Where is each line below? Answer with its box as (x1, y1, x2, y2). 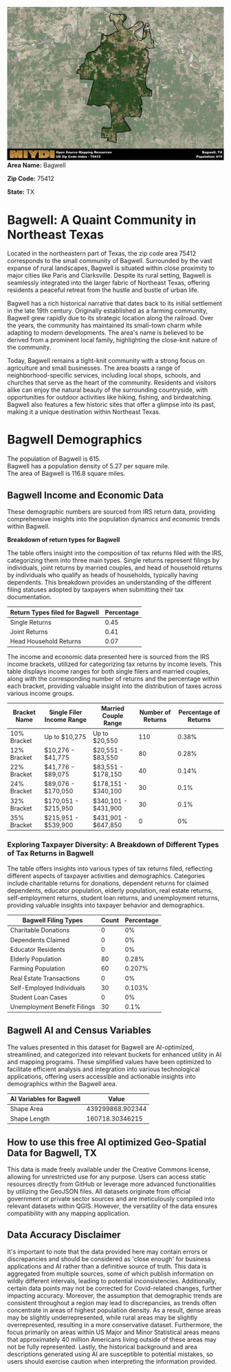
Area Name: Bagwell (7, 161, 67, 169)
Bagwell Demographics (7, 432, 142, 448)
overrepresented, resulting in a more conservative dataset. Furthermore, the (7, 1320, 223, 1329)
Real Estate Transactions (10, 974, 80, 982)
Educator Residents (10, 945, 65, 953)
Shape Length (10, 1114, 50, 1123)
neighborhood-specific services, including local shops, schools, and (7, 371, 201, 380)
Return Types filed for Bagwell (10, 608, 100, 616)
